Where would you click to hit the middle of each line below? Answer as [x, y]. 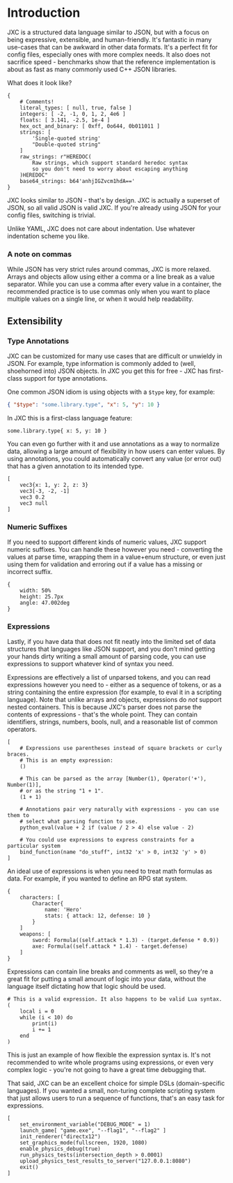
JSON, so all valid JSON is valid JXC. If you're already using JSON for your [114, 207]
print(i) [45, 1024]
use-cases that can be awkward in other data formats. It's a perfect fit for [112, 47]
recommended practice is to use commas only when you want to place [109, 292]
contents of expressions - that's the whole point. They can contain [103, 714]
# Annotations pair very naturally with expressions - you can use [119, 809]
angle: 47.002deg [45, 603]
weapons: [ [35, 934]
